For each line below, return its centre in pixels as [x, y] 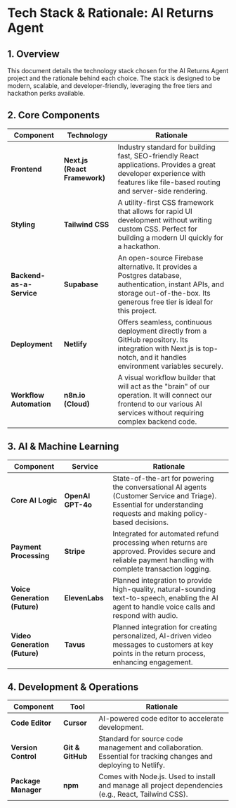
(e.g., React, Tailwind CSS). [143, 795]
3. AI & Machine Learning [63, 447]
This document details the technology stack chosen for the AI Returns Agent [118, 71]
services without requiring [161, 412]
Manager [26, 790]
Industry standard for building [166, 147]
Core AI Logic [34, 500]
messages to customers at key [163, 644]
